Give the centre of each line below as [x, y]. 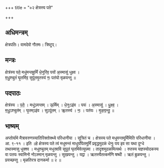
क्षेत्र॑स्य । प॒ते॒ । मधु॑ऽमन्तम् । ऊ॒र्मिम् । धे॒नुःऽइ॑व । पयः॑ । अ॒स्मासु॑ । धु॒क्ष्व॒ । [62, 105]
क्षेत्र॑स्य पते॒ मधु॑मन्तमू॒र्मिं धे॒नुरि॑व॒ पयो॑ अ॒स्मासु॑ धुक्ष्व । [42, 72]
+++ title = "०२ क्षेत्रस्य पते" [29, 8]
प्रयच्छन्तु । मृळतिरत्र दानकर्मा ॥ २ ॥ [33, 160]
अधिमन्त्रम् [16, 33]
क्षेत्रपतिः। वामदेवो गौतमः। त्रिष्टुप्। [31, 45]
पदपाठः [13, 93]
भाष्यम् [12, 126]
